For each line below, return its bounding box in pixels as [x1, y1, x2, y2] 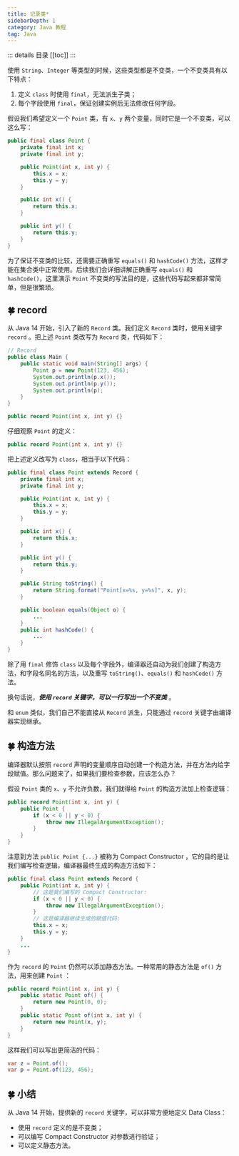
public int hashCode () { [20, 626, 94, 634]
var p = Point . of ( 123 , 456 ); [7, 1066, 94, 1074]
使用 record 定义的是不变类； [17, 1123, 103, 1132]
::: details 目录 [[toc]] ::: [7, 51, 76, 59]
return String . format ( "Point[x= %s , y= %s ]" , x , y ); [33, 587, 187, 594]
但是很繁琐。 [19, 283, 58, 291]
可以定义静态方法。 [17, 1141, 75, 1150]
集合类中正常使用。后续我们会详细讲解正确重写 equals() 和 [19, 265, 193, 273]
